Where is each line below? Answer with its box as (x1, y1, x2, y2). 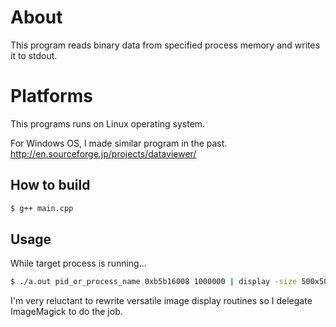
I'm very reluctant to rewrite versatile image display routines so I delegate (10, 295, 313, 307)
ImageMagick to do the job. (10, 306, 123, 318)
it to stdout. (10, 49, 58, 61)
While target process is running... (10, 257, 147, 270)
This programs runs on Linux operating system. (10, 117, 206, 130)
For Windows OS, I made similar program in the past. (10, 137, 228, 149)
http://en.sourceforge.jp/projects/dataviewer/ (10, 147, 197, 160)
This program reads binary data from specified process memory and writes (10, 39, 321, 51)
